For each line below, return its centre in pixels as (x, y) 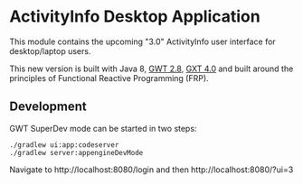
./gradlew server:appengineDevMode (76, 152)
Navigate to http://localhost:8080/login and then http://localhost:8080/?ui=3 (151, 170)
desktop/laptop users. (50, 51)
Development (48, 107)
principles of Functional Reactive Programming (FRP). (109, 78)
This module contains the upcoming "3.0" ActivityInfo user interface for (142, 41)
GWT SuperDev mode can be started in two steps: (103, 128)
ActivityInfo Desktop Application (135, 17)
